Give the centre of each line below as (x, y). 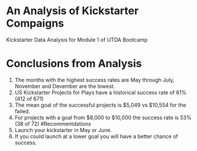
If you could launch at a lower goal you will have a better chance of (96, 136)
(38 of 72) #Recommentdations (53, 124)
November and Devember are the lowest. (65, 86)
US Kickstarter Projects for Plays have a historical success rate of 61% (101, 92)
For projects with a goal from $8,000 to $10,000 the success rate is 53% (103, 117)
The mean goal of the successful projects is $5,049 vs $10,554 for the (100, 105)
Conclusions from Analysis (74, 64)
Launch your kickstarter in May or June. (63, 130)
